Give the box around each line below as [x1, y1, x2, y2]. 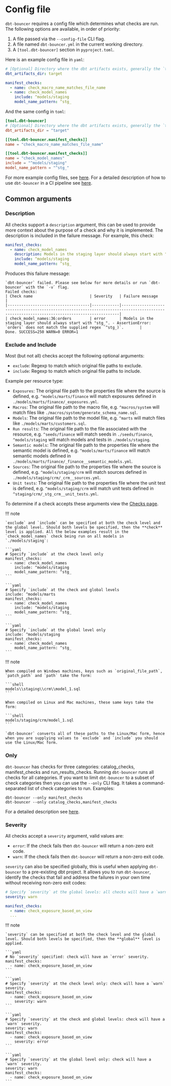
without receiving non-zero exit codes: [5, 879, 87, 886]
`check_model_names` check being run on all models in [5, 534, 124, 539]
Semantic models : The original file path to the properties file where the [12, 442, 159, 448]
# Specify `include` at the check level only [5, 552, 103, 557]
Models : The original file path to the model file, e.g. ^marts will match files [12, 415, 165, 421]
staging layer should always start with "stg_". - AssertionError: [5, 320, 152, 325]
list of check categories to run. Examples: [27, 785, 115, 791]
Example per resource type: [5, 378, 64, 384]
